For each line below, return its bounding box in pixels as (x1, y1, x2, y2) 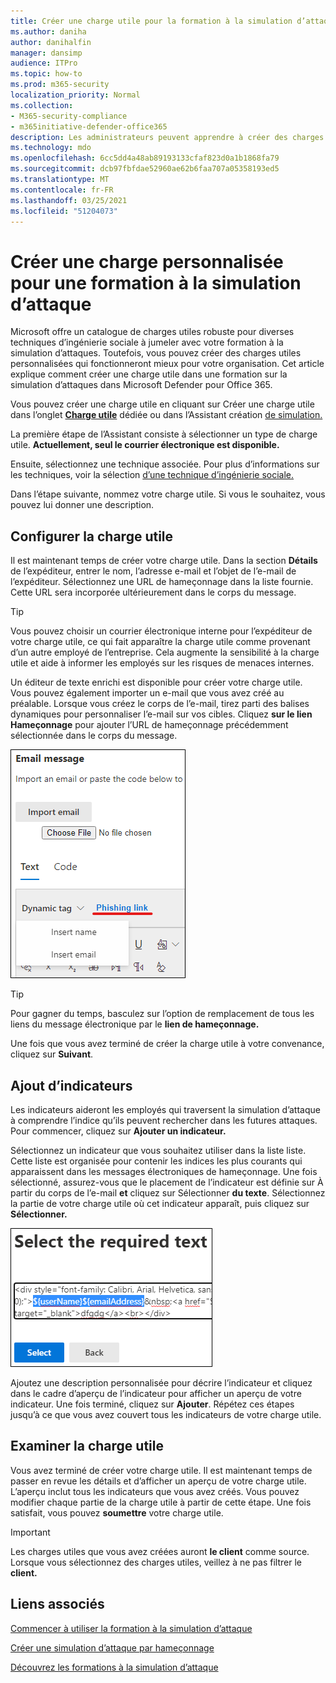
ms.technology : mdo (10, 143, 92, 153)
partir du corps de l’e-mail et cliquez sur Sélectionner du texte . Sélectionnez (10, 1186, 326, 1199)
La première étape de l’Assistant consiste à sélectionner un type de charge (10, 428, 318, 440)
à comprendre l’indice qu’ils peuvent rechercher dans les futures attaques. (10, 1114, 318, 1126)
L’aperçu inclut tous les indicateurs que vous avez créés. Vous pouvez (10, 1485, 300, 1497)
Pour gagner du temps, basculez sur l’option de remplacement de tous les (10, 1008, 315, 1020)
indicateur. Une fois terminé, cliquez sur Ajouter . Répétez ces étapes (10, 1398, 295, 1410)
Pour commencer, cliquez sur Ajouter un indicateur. (10, 1125, 227, 1137)
